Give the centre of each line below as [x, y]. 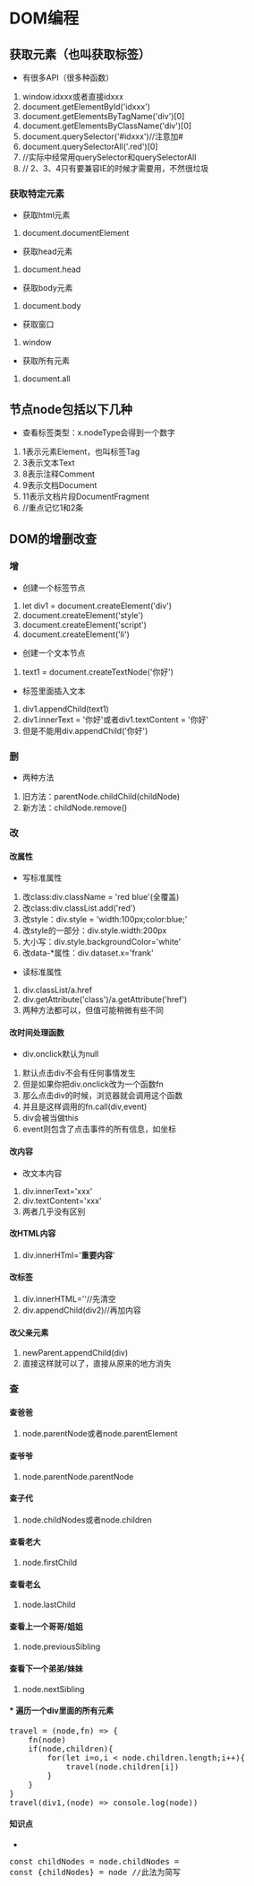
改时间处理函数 [37, 1032]
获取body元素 [47, 288]
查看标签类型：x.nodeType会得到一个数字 [99, 432]
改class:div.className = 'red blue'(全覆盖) [101, 897]
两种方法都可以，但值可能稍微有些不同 [93, 1010]
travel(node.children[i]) [123, 1767]
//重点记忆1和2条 [53, 508]
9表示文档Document [59, 485]
